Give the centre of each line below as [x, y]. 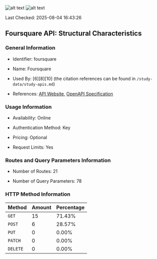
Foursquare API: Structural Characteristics [73, 34]
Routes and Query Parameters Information [58, 160]
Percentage [70, 207]
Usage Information [28, 107]
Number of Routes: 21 [35, 171]
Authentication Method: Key [41, 127]
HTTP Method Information [38, 194]
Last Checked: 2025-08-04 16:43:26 [44, 17]
